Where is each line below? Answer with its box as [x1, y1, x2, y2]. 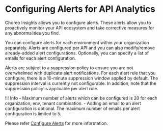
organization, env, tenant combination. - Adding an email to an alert [5, 100, 141, 106]
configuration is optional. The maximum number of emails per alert [5, 105, 140, 111]
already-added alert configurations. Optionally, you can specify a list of [5, 50, 149, 56]
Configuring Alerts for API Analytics [5, 3, 156, 15]
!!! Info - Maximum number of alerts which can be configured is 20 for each [5, 95, 158, 101]
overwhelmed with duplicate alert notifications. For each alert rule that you [5, 70, 156, 76]
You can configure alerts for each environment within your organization [5, 39, 149, 45]
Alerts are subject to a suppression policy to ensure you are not [5, 65, 134, 71]
